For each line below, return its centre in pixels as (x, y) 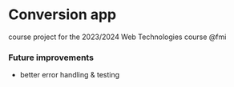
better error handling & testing (70, 75)
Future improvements (51, 57)
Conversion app (63, 15)
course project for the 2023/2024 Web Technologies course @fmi (117, 37)
